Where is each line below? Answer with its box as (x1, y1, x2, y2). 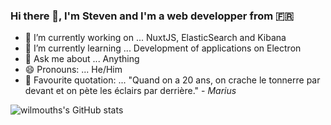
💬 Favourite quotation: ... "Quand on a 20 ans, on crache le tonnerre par (24, 74, 321, 86)
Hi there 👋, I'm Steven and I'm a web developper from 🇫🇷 (10, 9, 294, 23)
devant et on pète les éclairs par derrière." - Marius (24, 85, 237, 97)
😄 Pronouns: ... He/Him (24, 64, 123, 76)
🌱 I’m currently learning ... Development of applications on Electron (24, 42, 302, 54)
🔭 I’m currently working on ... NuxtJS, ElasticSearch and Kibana (24, 32, 287, 44)
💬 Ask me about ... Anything (24, 53, 140, 65)
